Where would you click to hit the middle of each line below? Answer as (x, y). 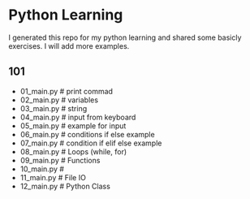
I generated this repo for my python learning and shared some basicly (125, 37)
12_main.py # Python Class (65, 186)
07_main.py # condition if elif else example (91, 143)
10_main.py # (42, 169)
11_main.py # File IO (53, 177)
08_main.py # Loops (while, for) (73, 151)
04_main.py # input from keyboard (78, 117)
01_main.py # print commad (67, 91)
